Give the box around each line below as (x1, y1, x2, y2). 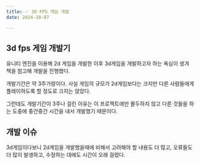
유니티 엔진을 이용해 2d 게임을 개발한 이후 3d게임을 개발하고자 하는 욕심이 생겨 (6, 60, 189, 67)
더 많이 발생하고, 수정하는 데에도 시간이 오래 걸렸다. (6, 151, 125, 159)
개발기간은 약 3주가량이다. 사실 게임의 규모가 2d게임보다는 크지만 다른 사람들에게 (6, 80, 195, 87)
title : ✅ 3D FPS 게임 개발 (6, 8, 70, 15)
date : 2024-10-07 (6, 14, 50, 20)
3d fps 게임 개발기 (6, 43, 70, 53)
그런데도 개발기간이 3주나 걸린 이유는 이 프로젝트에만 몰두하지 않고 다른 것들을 (6, 100, 188, 107)
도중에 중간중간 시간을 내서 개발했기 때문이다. (12, 108, 118, 115)
